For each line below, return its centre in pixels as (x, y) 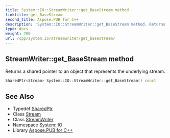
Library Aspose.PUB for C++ (43, 130)
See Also (20, 96)
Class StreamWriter (33, 120)
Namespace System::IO (38, 125)
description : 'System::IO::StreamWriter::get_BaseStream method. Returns (86, 24)
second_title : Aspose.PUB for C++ (42, 19)
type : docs (17, 29)
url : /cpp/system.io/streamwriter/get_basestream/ (60, 39)
